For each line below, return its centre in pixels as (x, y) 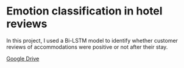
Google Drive (23, 58)
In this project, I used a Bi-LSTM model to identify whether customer (92, 40)
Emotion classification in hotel (84, 11)
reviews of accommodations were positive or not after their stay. (87, 47)
